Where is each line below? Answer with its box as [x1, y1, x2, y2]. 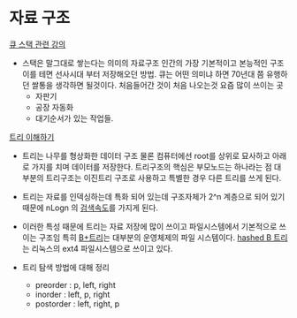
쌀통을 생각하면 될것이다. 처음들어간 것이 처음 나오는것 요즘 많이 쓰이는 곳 [31, 79, 285, 90]
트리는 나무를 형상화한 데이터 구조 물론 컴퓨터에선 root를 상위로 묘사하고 [21, 150, 271, 161]
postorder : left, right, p [34, 298, 120, 309]
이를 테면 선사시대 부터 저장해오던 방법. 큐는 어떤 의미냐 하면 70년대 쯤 [21, 68, 265, 79]
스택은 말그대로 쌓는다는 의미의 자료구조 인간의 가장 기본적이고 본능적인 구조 [21, 57, 285, 68]
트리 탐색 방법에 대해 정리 [21, 261, 110, 272]
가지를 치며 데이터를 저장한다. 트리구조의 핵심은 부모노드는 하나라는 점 [31, 161, 272, 172]
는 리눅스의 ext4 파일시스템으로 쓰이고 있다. [21, 243, 173, 254]
